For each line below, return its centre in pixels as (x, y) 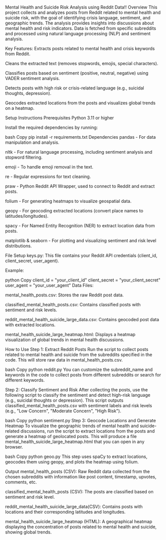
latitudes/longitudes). (27, 216)
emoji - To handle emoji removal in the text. (49, 167)
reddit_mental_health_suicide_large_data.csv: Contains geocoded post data (82, 319)
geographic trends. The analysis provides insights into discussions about (80, 23)
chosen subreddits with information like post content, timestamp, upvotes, (81, 477)
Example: (15, 270)
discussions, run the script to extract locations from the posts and (88, 431)
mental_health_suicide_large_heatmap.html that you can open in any (75, 442)
